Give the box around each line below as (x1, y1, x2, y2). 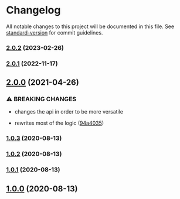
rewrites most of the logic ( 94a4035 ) (14, 119, 104, 126)
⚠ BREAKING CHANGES (6, 95, 77, 103)
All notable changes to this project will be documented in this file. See (6, 23, 175, 30)
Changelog (6, 4, 61, 17)
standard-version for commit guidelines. (6, 29, 103, 36)
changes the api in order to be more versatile (14, 108, 124, 115)
